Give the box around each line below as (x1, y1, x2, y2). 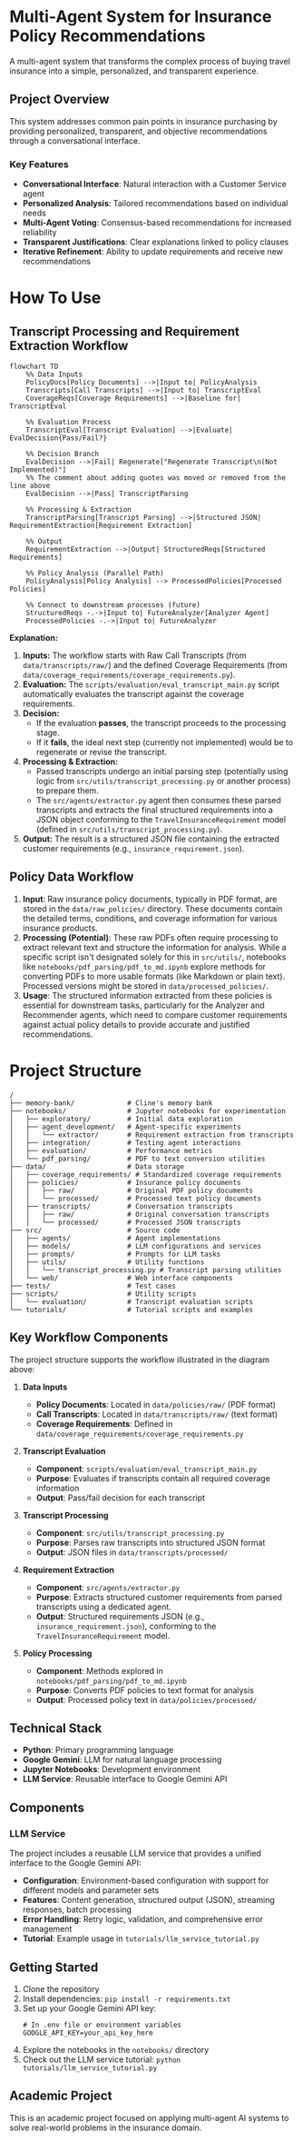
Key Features (9, 157, 70, 170)
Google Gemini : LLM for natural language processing (22, 1754, 222, 1765)
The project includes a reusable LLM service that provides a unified (9, 1848, 261, 1859)
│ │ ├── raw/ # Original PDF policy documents (9, 1186, 254, 1195)
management (22, 1924, 73, 1935)
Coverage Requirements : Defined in (35, 1418, 173, 1429)
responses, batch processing (22, 1904, 132, 1915)
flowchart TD (9, 362, 59, 372)
